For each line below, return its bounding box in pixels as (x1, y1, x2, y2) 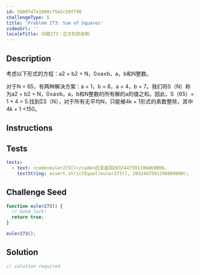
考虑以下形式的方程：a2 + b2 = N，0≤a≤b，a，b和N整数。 (6, 70, 152, 77)
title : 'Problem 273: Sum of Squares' (6, 20, 103, 26)
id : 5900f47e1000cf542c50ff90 (6, 8, 82, 15)
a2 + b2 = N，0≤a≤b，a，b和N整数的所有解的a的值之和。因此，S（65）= (11, 90, 195, 97)
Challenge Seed (6, 187, 67, 198)
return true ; (11, 214, 44, 220)
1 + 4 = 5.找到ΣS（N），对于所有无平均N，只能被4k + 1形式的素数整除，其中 (6, 97, 193, 105)
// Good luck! (11, 208, 47, 215)
